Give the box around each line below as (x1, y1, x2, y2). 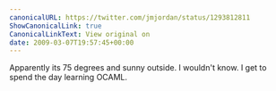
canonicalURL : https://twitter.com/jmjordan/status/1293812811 (9, 12, 251, 22)
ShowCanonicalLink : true (9, 21, 102, 30)
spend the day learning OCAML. (9, 72, 128, 83)
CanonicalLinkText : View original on (9, 29, 151, 38)
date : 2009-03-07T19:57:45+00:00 (9, 37, 134, 47)
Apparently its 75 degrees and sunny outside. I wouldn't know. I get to (9, 62, 267, 73)
